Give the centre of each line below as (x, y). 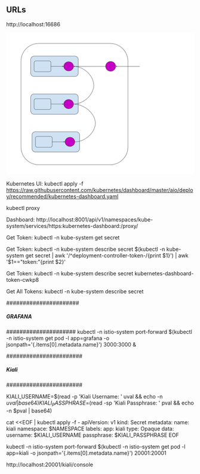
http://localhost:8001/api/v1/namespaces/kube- (95, 219)
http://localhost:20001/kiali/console (50, 464)
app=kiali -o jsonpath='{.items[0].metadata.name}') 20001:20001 (86, 453)
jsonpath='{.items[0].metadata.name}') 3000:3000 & (71, 344)
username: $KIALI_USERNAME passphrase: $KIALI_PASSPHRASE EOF (93, 435)
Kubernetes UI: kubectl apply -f (45, 183)
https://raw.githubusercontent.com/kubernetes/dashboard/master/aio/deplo (100, 190)
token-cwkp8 (23, 279)
